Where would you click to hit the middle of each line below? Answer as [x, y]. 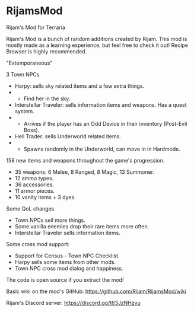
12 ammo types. [34, 178]
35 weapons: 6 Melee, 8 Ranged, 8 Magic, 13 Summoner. [85, 172]
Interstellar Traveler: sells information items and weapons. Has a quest [101, 104]
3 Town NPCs [23, 74]
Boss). [31, 130]
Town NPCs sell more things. [50, 220]
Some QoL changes [30, 208]
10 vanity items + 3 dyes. [45, 197]
